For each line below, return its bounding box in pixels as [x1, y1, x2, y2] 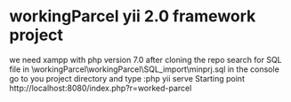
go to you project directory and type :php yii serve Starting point [9, 73, 245, 83]
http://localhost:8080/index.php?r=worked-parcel [9, 82, 192, 93]
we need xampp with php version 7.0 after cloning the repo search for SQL [9, 54, 282, 65]
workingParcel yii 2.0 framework [9, 6, 256, 27]
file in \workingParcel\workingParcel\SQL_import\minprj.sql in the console [9, 64, 280, 75]
